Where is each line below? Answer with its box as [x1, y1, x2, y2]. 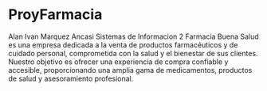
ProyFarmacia [8, 6, 103, 24]
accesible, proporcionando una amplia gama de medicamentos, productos [8, 65, 253, 74]
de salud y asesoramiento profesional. [8, 74, 134, 83]
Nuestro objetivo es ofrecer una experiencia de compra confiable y [8, 57, 229, 66]
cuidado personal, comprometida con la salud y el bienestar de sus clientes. [8, 48, 258, 58]
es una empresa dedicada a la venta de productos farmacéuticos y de [8, 40, 238, 49]
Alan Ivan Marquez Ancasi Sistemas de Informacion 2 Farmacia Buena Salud [8, 32, 259, 41]
